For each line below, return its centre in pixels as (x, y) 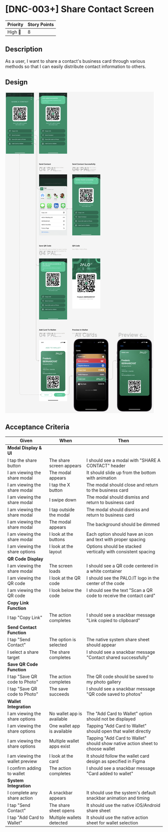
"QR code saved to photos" (114, 694)
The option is (63, 640)
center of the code (105, 583)
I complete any (22, 793)
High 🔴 (14, 32)
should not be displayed (111, 719)
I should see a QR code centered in (122, 565)
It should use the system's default (121, 793)
